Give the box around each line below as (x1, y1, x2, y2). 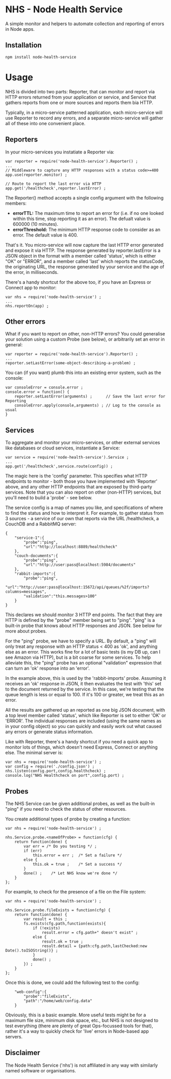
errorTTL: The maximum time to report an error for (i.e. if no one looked (12, 210, 164, 216)
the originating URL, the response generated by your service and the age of (5, 263, 164, 270)
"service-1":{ (14, 535, 44, 541)
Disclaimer (5, 1048, 40, 1057)
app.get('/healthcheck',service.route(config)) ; (5, 464, 113, 469)
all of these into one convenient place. (5, 120, 86, 126)
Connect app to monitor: (5, 284, 57, 290)
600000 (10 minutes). (12, 221, 59, 227)
